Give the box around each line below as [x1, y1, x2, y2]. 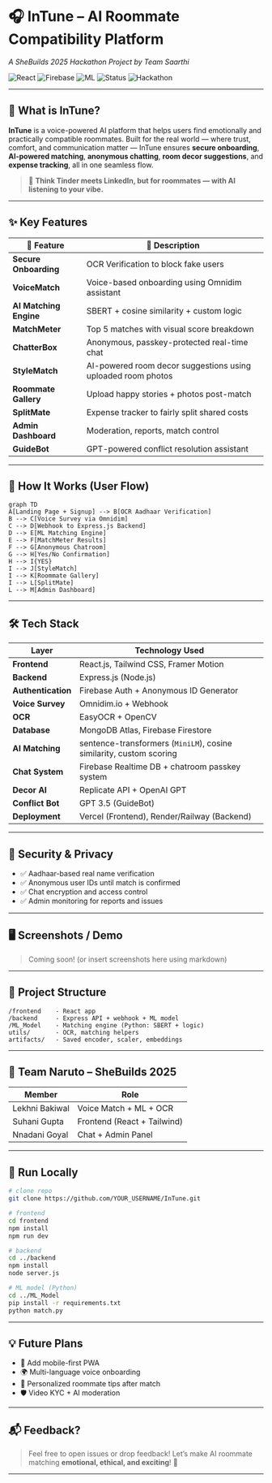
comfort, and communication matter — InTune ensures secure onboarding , [8, 142, 260, 152]
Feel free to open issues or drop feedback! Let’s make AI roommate [28, 1449, 253, 1459]
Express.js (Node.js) [79, 672, 156, 683]
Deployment [12, 811, 61, 822]
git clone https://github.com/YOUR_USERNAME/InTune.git [8, 1195, 201, 1203]
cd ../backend [8, 1254, 57, 1262]
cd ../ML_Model [8, 1291, 60, 1299]
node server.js [8, 1269, 60, 1278]
